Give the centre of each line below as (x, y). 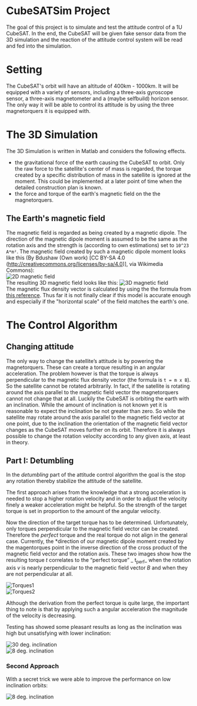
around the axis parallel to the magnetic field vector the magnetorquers (92, 392)
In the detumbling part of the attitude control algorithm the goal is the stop (96, 475)
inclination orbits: (27, 685)
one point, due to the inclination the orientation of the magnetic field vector (97, 423)
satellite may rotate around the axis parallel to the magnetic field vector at (95, 417)
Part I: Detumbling (40, 461)
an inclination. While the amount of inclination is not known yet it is (87, 405)
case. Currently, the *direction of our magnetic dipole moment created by (95, 541)
